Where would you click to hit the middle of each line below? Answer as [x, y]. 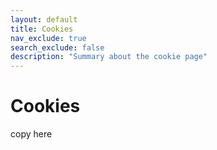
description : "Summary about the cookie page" [109, 57]
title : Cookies [42, 29]
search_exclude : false [57, 47]
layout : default [44, 19]
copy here [31, 134]
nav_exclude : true [48, 38]
